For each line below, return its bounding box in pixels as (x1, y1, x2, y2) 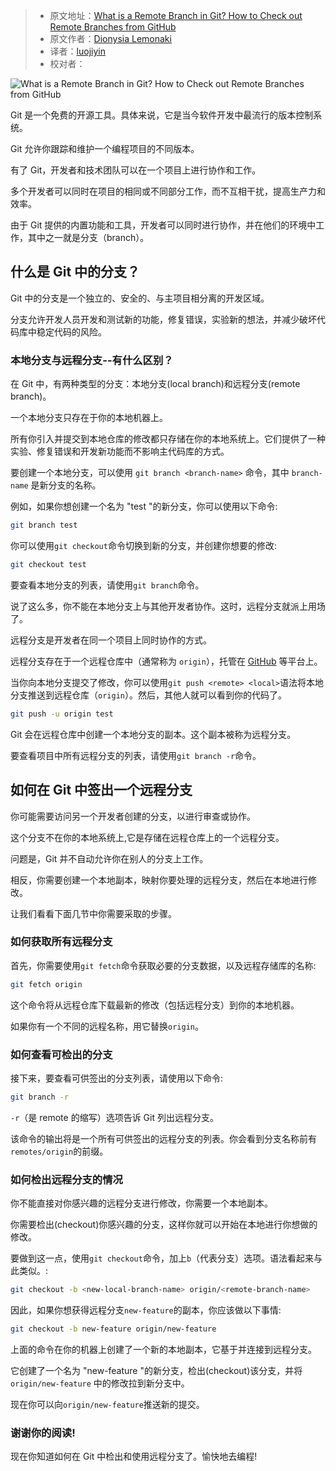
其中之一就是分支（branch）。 (27, 232, 150, 243)
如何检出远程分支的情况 (10, 1172, 123, 1186)
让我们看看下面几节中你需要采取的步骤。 (10, 907, 177, 919)
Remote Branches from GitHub (49, 21, 177, 33)
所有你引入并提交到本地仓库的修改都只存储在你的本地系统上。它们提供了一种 (10, 433, 326, 445)
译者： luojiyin (49, 45, 106, 57)
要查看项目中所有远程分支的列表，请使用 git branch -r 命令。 (10, 749, 262, 761)
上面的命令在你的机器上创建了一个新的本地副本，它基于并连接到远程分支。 (10, 1343, 317, 1355)
